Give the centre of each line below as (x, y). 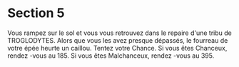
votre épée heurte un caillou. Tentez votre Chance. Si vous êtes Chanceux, (117, 48)
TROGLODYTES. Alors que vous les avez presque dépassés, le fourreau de (118, 40)
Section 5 (36, 13)
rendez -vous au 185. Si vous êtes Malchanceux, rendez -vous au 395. (111, 56)
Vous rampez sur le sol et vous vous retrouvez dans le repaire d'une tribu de (119, 33)
